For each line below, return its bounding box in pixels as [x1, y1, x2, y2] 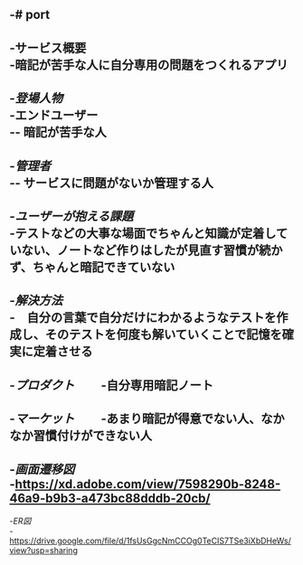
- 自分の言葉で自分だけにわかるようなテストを [9, 310, 277, 325]
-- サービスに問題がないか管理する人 [9, 175, 214, 191]
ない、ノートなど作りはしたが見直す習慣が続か [21, 242, 283, 258]
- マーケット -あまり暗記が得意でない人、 [9, 411, 261, 427]
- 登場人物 [9, 90, 63, 107]
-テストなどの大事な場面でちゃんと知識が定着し [9, 225, 277, 240]
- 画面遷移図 [9, 461, 75, 477]
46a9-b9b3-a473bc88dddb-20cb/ [9, 490, 211, 505]
